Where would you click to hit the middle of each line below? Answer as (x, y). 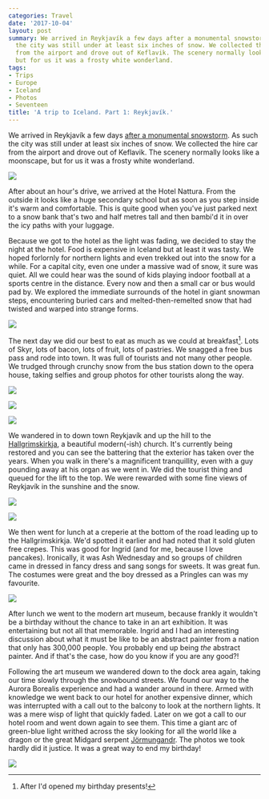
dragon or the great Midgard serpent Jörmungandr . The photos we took (127, 739)
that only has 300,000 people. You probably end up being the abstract (124, 647)
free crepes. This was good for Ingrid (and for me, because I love (116, 548)
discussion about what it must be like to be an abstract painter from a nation (134, 639)
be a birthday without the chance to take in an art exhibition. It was (118, 622)
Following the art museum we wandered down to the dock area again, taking (134, 671)
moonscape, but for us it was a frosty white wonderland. (101, 161)
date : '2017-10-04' (41, 23)
